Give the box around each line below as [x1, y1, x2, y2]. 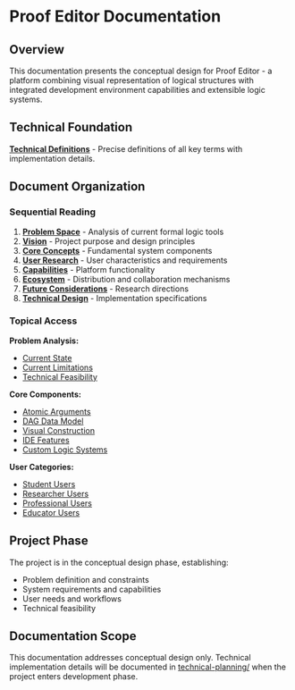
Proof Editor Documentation [9, 6, 222, 27]
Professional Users [21, 498, 92, 509]
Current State [21, 352, 72, 363]
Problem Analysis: [9, 335, 79, 346]
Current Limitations [21, 362, 94, 373]
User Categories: [9, 461, 74, 472]
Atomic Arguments [21, 406, 91, 417]
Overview [9, 42, 65, 57]
